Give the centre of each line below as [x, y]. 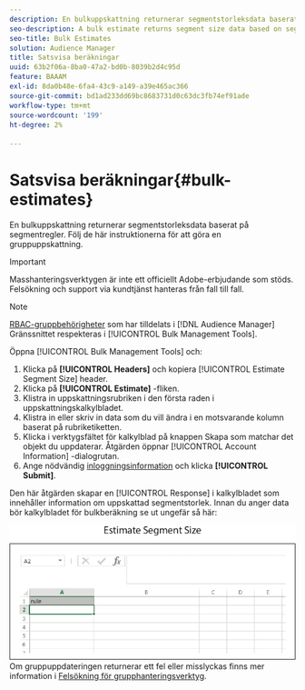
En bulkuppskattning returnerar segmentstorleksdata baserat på [129, 225]
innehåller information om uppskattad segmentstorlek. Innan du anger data [149, 503]
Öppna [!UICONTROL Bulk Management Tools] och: [106, 352]
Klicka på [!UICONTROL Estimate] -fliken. [101, 389]
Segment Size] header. [65, 379]
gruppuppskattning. [46, 245]
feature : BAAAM [38, 77]
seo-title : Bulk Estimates [60, 38]
